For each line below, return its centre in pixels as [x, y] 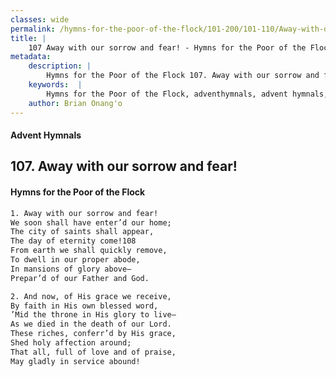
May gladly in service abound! [75, 361]
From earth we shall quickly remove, [89, 251]
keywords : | [55, 85]
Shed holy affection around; [71, 343]
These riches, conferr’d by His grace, [93, 334]
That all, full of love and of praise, [93, 352]
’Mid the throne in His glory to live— [93, 315]
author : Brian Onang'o [75, 103]
